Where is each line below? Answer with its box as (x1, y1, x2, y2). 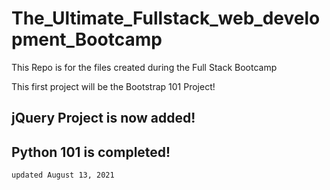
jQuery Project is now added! (11, 110, 196, 127)
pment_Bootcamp (11, 28, 163, 51)
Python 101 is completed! (11, 143, 171, 161)
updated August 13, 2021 (11, 170, 115, 181)
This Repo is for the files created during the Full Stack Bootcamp (11, 61, 278, 73)
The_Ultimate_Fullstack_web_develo (11, 7, 321, 30)
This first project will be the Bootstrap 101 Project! (11, 80, 216, 92)
